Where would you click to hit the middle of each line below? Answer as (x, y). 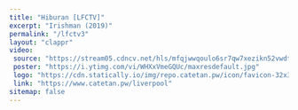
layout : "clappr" (41, 42)
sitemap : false (37, 91)
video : (21, 51)
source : (27, 59)
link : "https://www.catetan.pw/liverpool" (93, 83)
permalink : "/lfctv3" (49, 34)
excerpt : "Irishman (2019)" (61, 26)
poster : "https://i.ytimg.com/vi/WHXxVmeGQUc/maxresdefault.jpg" (136, 67)
